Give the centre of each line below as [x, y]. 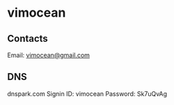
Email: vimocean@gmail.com [49, 55]
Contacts [28, 39]
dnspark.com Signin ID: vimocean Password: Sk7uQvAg [87, 94]
